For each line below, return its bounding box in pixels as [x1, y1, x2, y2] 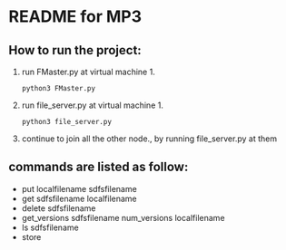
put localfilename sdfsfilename [21, 183, 137, 194]
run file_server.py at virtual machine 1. [21, 100, 164, 111]
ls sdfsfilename [21, 222, 79, 233]
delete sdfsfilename [21, 202, 96, 214]
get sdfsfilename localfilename [21, 193, 137, 204]
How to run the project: [8, 43, 142, 58]
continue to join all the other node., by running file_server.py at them [21, 133, 278, 144]
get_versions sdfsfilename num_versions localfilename [21, 212, 225, 223]
